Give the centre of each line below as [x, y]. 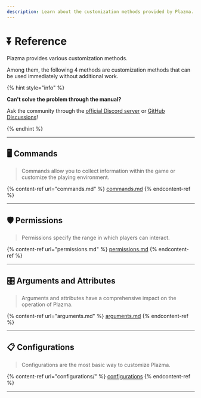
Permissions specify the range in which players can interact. [95, 238]
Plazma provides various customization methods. [67, 58]
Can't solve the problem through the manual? [64, 99]
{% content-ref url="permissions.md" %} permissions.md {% [82, 249]
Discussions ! [22, 117]
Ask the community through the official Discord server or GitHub [86, 110]
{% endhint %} [25, 128]
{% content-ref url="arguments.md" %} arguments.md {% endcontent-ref [98, 316]
